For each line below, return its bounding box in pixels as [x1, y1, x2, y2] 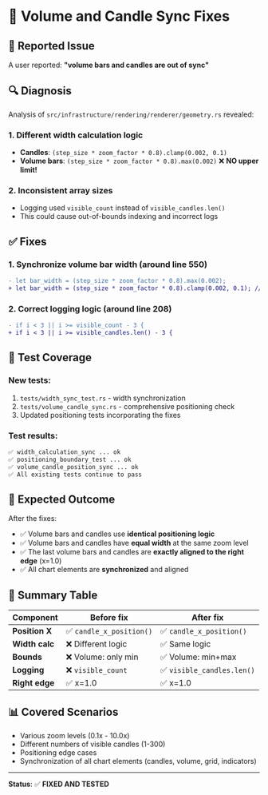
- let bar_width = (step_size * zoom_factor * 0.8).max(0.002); [8, 277, 227, 285]
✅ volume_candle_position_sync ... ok [8, 463, 139, 471]
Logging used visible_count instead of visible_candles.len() [19, 203, 226, 213]
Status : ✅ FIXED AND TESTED [8, 779, 109, 789]
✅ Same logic [160, 638, 211, 650]
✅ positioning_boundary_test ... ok [8, 455, 132, 463]
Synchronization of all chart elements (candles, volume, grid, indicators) [19, 756, 257, 765]
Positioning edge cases [19, 747, 97, 757]
